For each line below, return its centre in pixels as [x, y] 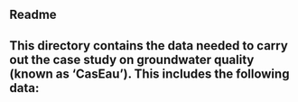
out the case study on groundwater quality [132, 59]
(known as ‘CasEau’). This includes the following [149, 74]
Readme [33, 15]
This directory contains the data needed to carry [149, 46]
